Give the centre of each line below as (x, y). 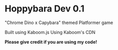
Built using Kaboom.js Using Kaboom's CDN (50, 32)
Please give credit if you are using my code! (51, 42)
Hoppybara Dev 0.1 (44, 9)
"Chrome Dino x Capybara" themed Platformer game (59, 22)
